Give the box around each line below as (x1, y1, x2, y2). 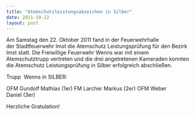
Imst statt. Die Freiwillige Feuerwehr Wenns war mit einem (6, 49, 150, 56)
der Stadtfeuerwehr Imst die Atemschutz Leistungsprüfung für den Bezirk (6, 43, 187, 50)
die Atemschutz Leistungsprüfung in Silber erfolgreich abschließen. (6, 62, 172, 69)
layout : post (6, 20, 39, 26)
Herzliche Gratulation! (6, 103, 60, 110)
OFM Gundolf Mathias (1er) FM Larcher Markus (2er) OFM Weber (6, 85, 167, 92)
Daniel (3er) (6, 91, 36, 99)
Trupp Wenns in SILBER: (6, 73, 68, 81)
